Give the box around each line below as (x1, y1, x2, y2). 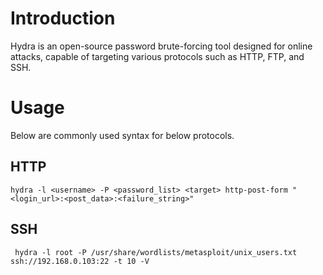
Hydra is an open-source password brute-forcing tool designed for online (10, 40, 313, 52)
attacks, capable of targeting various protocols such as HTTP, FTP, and (10, 50, 305, 62)
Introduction (10, 7, 116, 30)
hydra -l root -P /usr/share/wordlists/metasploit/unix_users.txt (14, 247, 298, 257)
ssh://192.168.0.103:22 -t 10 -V (10, 256, 150, 266)
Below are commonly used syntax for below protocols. (10, 129, 235, 141)
